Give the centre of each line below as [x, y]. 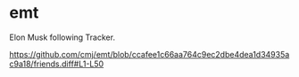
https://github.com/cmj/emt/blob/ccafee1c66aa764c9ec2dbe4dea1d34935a [149, 54]
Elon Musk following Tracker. [62, 37]
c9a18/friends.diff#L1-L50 [57, 64]
